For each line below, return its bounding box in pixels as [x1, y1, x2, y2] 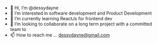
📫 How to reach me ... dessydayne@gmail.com [10, 32, 110, 38]
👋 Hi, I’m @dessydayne [10, 5, 59, 11]
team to [10, 26, 26, 32]
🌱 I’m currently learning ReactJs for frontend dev [10, 16, 113, 21]
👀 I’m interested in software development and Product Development [10, 10, 152, 16]
